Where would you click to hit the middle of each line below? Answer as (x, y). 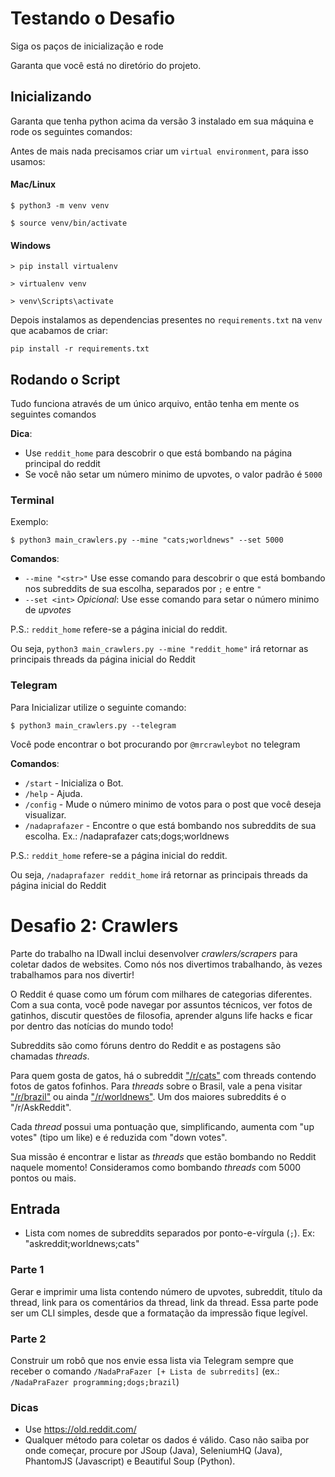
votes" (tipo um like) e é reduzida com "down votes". (119, 1137)
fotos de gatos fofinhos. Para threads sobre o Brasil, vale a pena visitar (156, 1086)
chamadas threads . (50, 1056)
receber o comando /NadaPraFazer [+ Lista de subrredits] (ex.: (145, 1371)
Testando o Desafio (93, 18)
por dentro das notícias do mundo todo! (92, 1026)
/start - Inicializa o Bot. (74, 783)
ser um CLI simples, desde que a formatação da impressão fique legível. (159, 1313)
